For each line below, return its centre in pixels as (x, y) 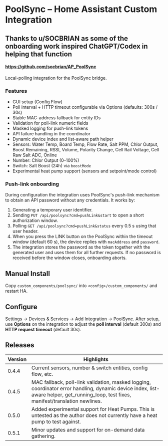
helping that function (39, 54)
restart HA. (16, 291)
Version (17, 359)
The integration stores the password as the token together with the (81, 247)
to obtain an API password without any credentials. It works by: (70, 200)
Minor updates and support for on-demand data (88, 429)
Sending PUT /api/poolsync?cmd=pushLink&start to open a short (78, 215)
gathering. (44, 436)
